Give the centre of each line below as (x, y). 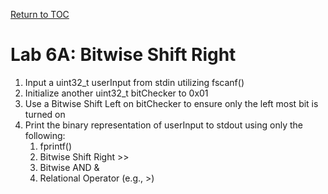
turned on (45, 114)
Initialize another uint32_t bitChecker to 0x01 (116, 93)
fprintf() (56, 146)
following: (45, 135)
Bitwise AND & (69, 167)
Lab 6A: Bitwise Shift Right (123, 55)
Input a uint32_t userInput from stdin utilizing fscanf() (134, 82)
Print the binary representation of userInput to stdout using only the (163, 125)
